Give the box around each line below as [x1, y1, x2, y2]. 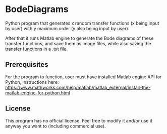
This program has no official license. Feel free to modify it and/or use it [5, 117, 153, 123]
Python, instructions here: [5, 79, 59, 85]
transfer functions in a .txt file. [5, 46, 68, 52]
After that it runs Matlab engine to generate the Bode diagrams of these [5, 35, 154, 41]
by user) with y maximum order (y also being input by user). [5, 25, 130, 31]
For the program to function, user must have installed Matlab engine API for [5, 74, 162, 80]
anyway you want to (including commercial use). [5, 123, 106, 129]
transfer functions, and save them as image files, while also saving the [5, 40, 151, 46]
